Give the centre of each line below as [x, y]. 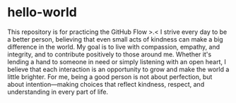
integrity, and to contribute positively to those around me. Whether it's [110, 54]
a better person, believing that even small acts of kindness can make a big [116, 39]
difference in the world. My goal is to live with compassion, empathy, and [114, 47]
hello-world [42, 12]
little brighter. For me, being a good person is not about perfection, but [110, 77]
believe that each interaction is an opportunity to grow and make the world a [118, 69]
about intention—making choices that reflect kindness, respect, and [106, 84]
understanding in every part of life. [58, 92]
